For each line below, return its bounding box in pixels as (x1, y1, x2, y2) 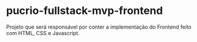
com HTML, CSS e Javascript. (6, 29, 80, 36)
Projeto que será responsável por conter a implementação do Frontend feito (6, 23, 192, 30)
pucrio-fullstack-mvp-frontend (6, 4, 163, 17)
